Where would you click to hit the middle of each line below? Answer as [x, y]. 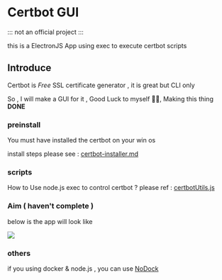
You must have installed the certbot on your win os [82, 140]
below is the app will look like [50, 221]
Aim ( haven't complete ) [51, 206]
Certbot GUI [43, 12]
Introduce [29, 68]
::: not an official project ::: [45, 32]
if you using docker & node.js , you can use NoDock [83, 268]
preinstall [24, 125]
